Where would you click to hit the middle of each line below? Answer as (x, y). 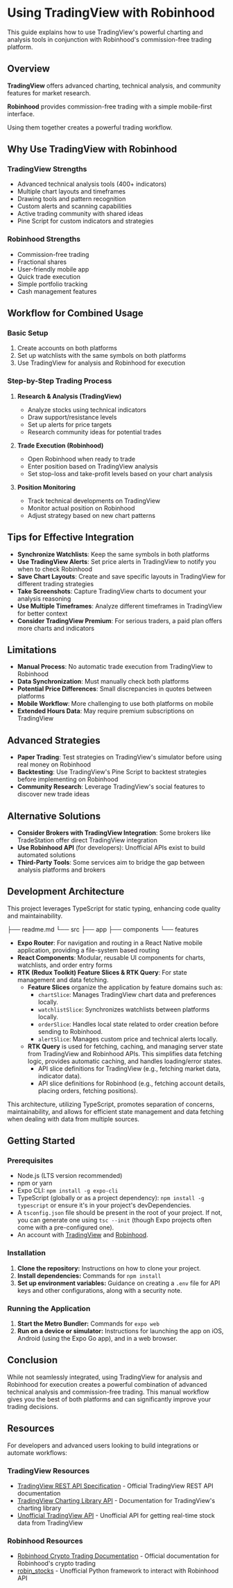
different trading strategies (55, 583)
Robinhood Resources (45, 1541)
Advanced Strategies (54, 740)
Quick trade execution (49, 276)
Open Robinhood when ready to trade (81, 459)
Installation (27, 1253)
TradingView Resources (49, 1470)
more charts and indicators (56, 628)
